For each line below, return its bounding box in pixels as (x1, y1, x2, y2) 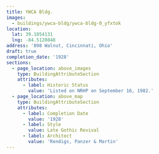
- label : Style (22, 122, 62, 128)
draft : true (6, 49, 37, 55)
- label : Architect (22, 133, 72, 139)
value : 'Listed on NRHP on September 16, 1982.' (28, 88, 154, 94)
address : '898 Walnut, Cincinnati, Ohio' (6, 43, 113, 49)
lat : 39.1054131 (12, 32, 53, 38)
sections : (6, 59, 32, 65)
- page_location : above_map (12, 93, 83, 99)
